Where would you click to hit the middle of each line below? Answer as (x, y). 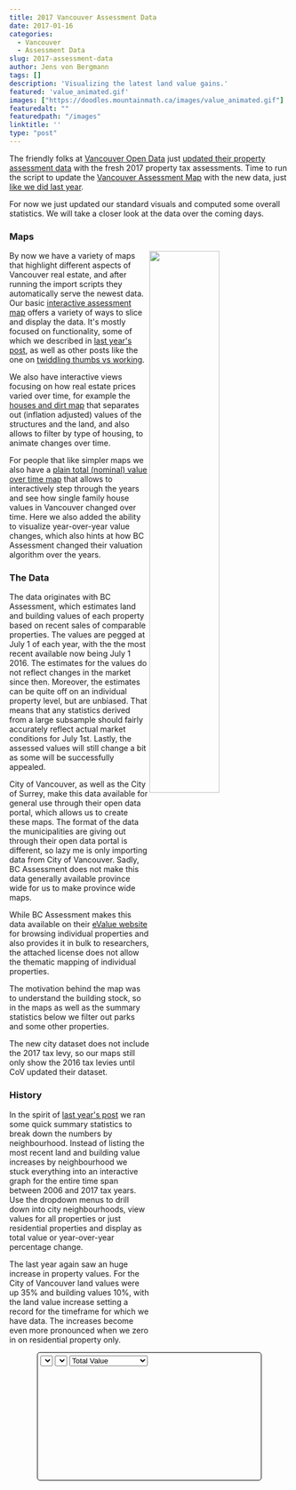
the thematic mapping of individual (72, 962)
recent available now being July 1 (70, 653)
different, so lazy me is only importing (79, 851)
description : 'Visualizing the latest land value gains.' (119, 84)
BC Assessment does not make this (74, 869)
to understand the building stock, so (76, 998)
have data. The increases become (72, 1320)
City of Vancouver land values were (74, 1283)
